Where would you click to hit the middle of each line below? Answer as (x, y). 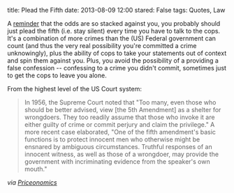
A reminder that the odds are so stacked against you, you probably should (114, 23)
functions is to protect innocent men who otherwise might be (112, 139)
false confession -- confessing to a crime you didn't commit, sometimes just (117, 68)
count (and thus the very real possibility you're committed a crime (102, 46)
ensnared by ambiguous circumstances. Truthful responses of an (118, 147)
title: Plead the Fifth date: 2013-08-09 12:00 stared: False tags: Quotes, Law (116, 10)
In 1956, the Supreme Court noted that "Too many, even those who (120, 102)
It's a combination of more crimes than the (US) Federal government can (112, 38)
